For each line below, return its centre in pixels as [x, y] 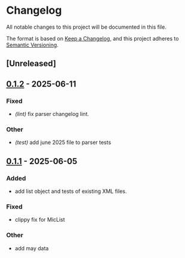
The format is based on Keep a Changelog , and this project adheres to [92, 38]
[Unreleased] [31, 64]
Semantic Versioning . [32, 45]
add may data [32, 248]
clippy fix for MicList [40, 220]
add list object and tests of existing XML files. [71, 191]
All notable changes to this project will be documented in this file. [87, 27]
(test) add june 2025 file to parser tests [63, 142]
